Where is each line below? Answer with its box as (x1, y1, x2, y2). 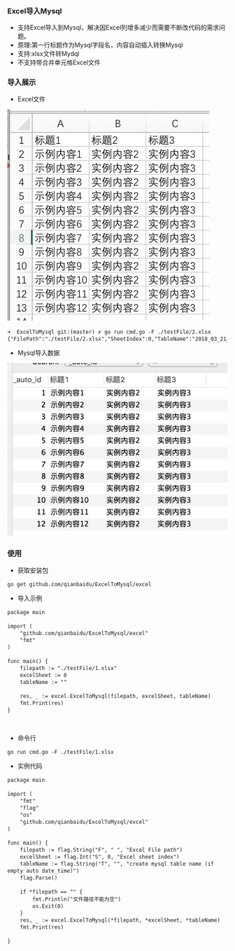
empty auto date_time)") (7, 867, 80, 874)
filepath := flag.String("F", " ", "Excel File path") (20, 846, 183, 853)
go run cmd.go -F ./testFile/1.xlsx (7, 748, 114, 755)
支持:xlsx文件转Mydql (17, 50, 80, 58)
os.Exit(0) (32, 903, 64, 910)
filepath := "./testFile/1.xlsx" (20, 665, 117, 671)
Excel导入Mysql (7, 6, 62, 15)
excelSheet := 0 (20, 671, 68, 678)
